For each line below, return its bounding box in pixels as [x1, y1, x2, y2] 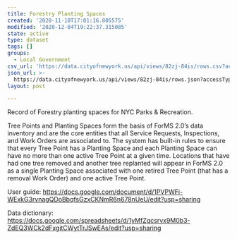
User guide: [7, 188, 42, 196]
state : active [7, 30, 49, 37]
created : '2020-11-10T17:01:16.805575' [7, 17, 125, 24]
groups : [7, 50, 30, 57]
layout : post [7, 82, 46, 90]
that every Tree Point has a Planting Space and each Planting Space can [7, 144, 217, 152]
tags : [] [7, 43, 33, 50]
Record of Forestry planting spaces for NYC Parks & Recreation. [7, 108, 193, 116]
